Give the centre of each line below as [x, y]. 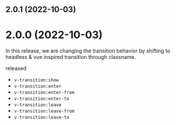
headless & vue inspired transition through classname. [71, 57]
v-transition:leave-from [44, 111]
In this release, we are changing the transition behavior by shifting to [88, 51]
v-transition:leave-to [42, 117]
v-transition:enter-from [44, 93]
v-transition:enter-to [42, 99]
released [16, 68]
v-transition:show [36, 80]
